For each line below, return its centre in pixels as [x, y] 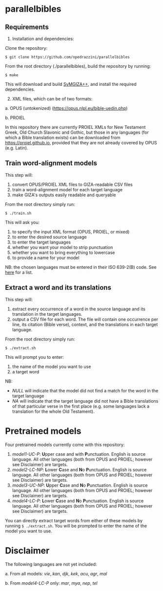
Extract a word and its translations [58, 288]
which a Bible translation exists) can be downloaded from [63, 137]
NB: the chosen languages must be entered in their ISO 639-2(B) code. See [81, 267]
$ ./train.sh [18, 213]
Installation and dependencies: [43, 39]
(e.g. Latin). [17, 148]
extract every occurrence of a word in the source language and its [79, 309]
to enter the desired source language [49, 237]
